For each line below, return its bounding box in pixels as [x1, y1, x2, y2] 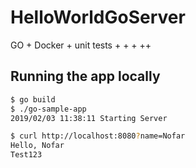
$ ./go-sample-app [10, 104, 87, 114]
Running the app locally [10, 68, 161, 85]
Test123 [10, 150, 43, 160]
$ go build [10, 94, 56, 105]
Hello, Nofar [10, 141, 65, 151]
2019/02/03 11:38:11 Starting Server [10, 113, 168, 123]
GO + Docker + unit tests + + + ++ [10, 39, 152, 51]
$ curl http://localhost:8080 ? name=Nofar [10, 131, 186, 141]
